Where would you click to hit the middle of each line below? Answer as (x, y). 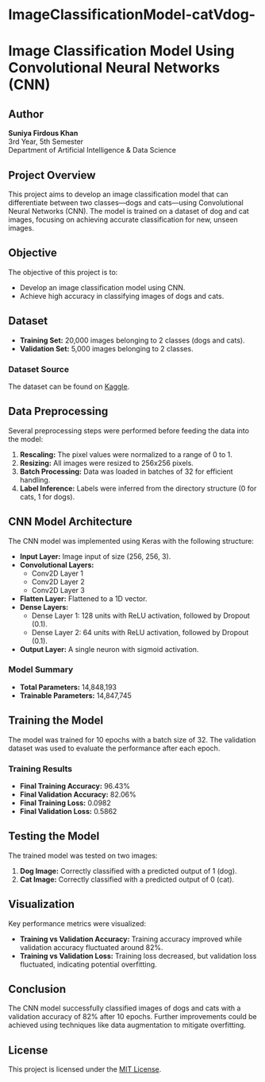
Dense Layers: (44, 607)
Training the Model (56, 721)
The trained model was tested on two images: (83, 855)
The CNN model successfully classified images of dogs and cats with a (125, 1008)
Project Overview (52, 175)
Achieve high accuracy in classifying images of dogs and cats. (122, 296)
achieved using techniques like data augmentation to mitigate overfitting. (127, 1025)
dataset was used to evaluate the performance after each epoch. (114, 748)
